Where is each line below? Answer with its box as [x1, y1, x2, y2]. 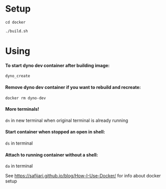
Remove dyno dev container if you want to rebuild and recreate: [5, 84, 141, 90]
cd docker [5, 20, 26, 25]
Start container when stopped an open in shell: [5, 129, 106, 135]
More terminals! [5, 106, 39, 112]
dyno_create [5, 74, 30, 79]
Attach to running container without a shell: [5, 152, 98, 158]
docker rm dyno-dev [5, 96, 46, 101]
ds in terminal [5, 140, 33, 146]
